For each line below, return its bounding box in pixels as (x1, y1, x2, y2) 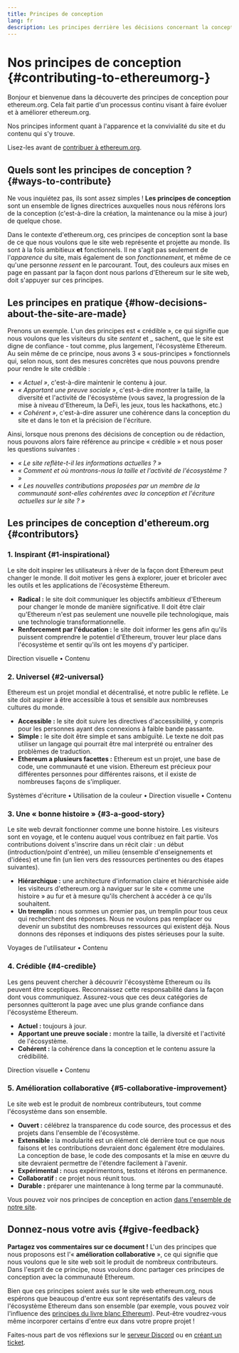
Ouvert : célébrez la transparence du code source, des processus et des (17, 1121, 231, 1129)
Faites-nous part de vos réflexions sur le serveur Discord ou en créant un (7, 1330, 223, 1339)
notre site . (7, 1203, 37, 1211)
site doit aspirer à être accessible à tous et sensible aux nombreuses (7, 695, 208, 704)
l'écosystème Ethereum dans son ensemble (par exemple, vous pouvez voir (7, 1301, 230, 1310)
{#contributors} (7, 528, 80, 540)
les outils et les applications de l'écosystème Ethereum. (7, 581, 170, 590)
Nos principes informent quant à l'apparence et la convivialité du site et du (7, 122, 226, 130)
